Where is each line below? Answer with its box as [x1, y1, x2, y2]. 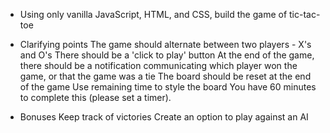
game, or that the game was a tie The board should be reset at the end [19, 70, 312, 82]
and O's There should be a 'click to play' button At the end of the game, [19, 49, 315, 61]
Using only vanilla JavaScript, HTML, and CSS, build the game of [19, 9, 288, 20]
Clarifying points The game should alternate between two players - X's [19, 39, 312, 50]
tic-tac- [289, 9, 321, 20]
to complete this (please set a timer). [19, 92, 172, 103]
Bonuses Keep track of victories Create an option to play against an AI [19, 111, 309, 123]
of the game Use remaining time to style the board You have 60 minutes [19, 81, 317, 93]
